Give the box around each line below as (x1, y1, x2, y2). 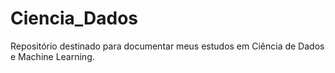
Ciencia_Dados (10, 7, 138, 30)
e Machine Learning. (10, 50, 95, 62)
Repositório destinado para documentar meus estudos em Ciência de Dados (10, 40, 325, 52)
